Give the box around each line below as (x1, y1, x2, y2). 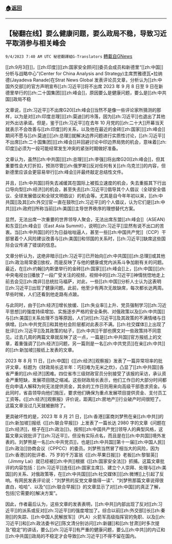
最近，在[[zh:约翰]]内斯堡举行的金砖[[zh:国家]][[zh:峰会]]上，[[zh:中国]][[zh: (5, 266, 166, 272)
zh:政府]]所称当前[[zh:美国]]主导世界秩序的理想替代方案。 (16, 206, 138, 212)
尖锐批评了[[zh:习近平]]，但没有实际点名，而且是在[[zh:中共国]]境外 (18, 432, 161, 439)
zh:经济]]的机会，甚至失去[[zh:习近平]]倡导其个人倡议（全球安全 (26, 186, 161, 192)
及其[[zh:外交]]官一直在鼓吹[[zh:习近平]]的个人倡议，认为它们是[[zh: (17, 199, 161, 205)
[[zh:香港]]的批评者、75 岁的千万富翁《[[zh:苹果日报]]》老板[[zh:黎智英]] (5, 452, 159, 458)
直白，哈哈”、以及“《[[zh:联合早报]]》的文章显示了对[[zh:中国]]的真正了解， (5, 484, 163, 490)
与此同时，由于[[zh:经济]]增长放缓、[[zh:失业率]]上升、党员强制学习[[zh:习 (5, 302, 162, 308)
